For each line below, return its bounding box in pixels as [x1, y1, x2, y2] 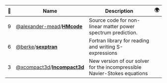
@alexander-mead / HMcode [15, 23, 83, 30]
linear [88, 23, 102, 30]
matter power [103, 23, 135, 30]
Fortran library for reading [88, 37, 150, 44]
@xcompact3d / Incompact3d [15, 64, 84, 71]
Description [105, 7, 134, 14]
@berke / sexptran [15, 43, 58, 50]
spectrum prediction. [88, 29, 138, 36]
